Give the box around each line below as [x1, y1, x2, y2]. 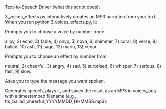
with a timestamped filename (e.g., [5, 93, 76, 99]
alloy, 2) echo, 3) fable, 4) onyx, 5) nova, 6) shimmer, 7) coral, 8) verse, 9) [5, 38, 157, 44]
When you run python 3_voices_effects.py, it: [5, 19, 97, 25]
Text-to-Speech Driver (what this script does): [5, 4, 100, 10]
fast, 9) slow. [5, 68, 31, 74]
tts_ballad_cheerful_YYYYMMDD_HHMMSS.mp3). [5, 98, 108, 104]
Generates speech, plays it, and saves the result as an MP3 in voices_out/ [5, 88, 157, 94]
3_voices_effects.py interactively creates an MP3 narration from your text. [5, 14, 157, 19]
